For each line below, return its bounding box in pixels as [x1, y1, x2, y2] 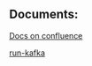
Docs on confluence [9, 30, 83, 40]
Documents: [9, 7, 79, 22]
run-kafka [9, 48, 46, 58]
